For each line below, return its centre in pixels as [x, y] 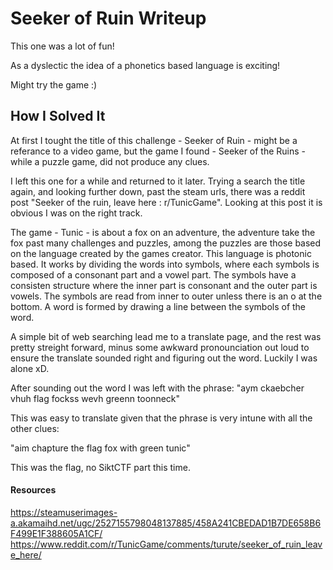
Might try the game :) [54, 84]
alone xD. [30, 368]
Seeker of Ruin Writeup [108, 18]
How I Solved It [58, 116]
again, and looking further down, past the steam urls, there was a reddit [158, 191]
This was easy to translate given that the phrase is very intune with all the [161, 418]
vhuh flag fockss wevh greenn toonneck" [95, 398]
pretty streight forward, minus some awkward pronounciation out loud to [160, 347]
